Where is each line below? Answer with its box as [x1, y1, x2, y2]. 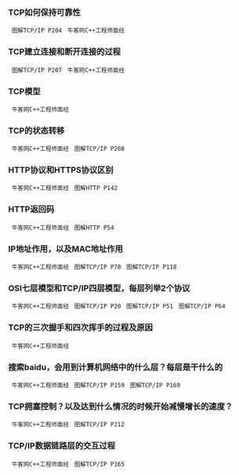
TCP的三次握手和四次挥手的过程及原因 [8, 322, 153, 333]
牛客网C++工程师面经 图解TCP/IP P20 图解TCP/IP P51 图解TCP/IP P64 [11, 302, 226, 311]
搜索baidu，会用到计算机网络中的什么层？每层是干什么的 [8, 361, 223, 372]
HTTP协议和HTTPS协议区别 [8, 165, 114, 176]
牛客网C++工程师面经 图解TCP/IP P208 [11, 145, 125, 153]
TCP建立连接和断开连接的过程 [8, 46, 121, 57]
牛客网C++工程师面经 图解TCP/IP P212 [11, 421, 125, 429]
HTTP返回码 [8, 204, 55, 215]
